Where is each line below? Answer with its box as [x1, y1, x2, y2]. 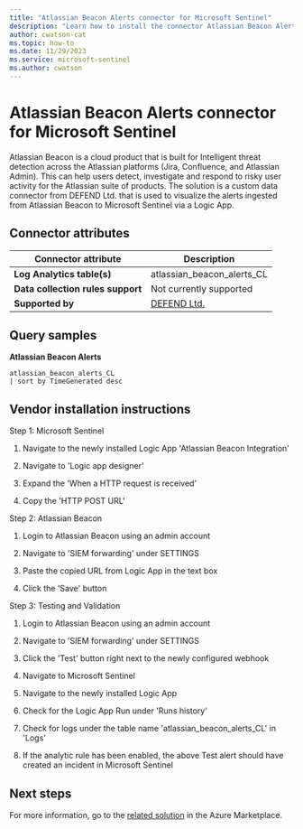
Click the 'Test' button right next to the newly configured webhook [22, 653, 270, 664]
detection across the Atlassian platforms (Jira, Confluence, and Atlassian [9, 161, 280, 172]
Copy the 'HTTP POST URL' [22, 496, 125, 507]
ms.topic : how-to [9, 38, 75, 48]
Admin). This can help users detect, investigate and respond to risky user [9, 171, 282, 182]
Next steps [9, 786, 72, 801]
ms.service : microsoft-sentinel [9, 55, 131, 64]
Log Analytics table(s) [14, 267, 112, 280]
